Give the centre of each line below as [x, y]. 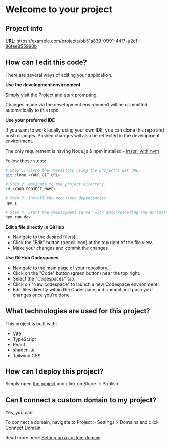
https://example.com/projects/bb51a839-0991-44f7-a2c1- [78, 41]
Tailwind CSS [27, 355]
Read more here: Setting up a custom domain [53, 438]
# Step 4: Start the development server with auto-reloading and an [80, 212]
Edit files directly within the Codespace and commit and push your [83, 289]
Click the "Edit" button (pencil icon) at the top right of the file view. [83, 242]
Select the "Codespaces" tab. [44, 278]
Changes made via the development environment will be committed [77, 104]
